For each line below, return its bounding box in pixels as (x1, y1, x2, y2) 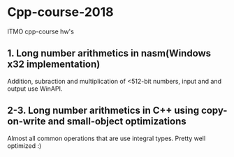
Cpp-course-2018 (7, 4, 114, 20)
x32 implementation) (7, 59, 101, 70)
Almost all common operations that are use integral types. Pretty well (7, 134, 206, 142)
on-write (7, 116, 46, 128)
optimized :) (7, 141, 42, 150)
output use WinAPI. (7, 84, 63, 93)
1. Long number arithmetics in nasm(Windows (7, 47, 212, 59)
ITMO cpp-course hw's (7, 27, 75, 36)
